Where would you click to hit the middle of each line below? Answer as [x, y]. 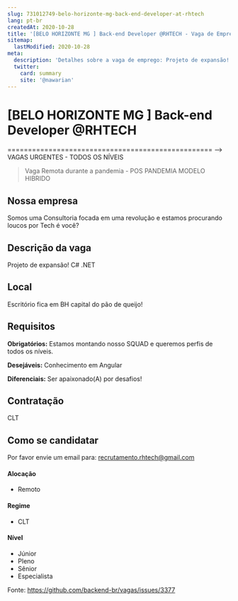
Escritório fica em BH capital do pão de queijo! [75, 304]
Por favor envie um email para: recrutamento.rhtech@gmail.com [101, 458]
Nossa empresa [42, 200]
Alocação [22, 473]
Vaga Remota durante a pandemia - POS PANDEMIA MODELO [115, 171]
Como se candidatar [53, 440]
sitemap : [20, 40]
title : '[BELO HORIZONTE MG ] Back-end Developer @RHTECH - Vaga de [110, 34]
